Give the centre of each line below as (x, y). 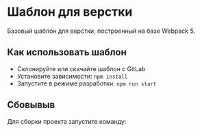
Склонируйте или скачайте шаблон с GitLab (81, 68)
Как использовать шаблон (67, 52)
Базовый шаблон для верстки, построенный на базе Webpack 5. (101, 31)
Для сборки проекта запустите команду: (67, 121)
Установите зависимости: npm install (72, 76)
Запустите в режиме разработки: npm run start (87, 83)
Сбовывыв (31, 105)
